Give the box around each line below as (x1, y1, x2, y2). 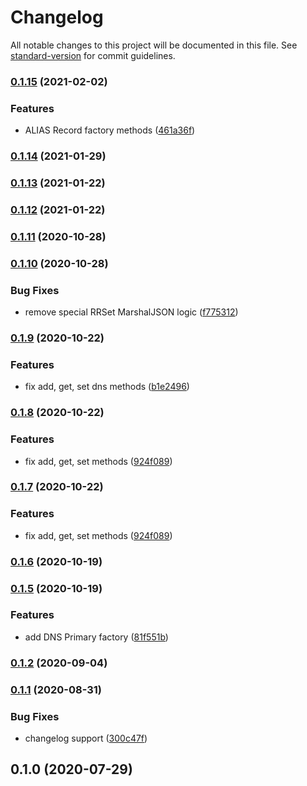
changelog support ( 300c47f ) (24, 732, 148, 744)
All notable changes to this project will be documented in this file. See (10, 39, 298, 51)
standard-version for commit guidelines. (10, 49, 176, 61)
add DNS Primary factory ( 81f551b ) (24, 631, 169, 643)
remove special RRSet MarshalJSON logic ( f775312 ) (24, 306, 239, 318)
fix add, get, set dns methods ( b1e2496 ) (24, 381, 190, 393)
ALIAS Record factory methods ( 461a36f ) (24, 124, 196, 136)
